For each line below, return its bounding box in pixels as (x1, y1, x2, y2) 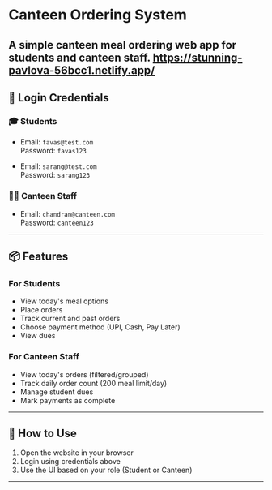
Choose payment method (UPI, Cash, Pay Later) (19, 322, 181, 332)
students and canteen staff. (8, 50, 151, 64)
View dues (19, 331, 56, 341)
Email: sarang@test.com (19, 161, 97, 171)
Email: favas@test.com (19, 137, 94, 147)
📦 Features (8, 249, 69, 263)
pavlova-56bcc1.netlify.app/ (8, 63, 155, 77)
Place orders (19, 305, 63, 315)
